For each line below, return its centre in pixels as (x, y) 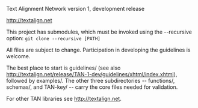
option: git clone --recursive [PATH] (54, 38)
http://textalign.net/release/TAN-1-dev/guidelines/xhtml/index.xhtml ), (92, 74)
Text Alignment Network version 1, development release (76, 9)
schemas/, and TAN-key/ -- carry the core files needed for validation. (92, 87)
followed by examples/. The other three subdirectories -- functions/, (91, 81)
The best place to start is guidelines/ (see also (63, 68)
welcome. (18, 56)
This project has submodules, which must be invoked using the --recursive (99, 32)
